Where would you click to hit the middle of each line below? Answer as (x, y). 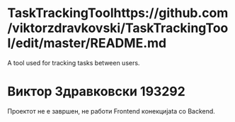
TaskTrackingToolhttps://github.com (118, 13)
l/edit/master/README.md (87, 43)
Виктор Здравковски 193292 (96, 92)
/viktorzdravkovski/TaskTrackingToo (118, 28)
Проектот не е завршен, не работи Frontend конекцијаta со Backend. (111, 111)
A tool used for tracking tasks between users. (74, 62)
